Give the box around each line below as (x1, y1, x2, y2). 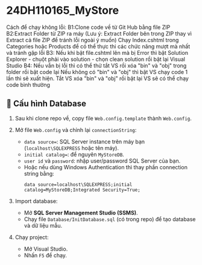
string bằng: (24, 170, 54, 177)
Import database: (14, 197, 58, 205)
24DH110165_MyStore (6, 4, 119, 17)
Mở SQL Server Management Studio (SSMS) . (24, 209, 138, 216)
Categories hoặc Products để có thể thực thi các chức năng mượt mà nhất (6, 43, 191, 50)
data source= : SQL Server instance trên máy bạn (24, 138, 145, 145)
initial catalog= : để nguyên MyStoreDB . (24, 151, 125, 158)
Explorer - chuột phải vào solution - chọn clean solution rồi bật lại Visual (6, 55, 186, 63)
